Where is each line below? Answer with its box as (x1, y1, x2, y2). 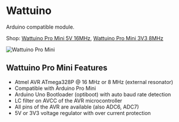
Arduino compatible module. (6, 23, 75, 30)
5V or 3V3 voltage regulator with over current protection (14, 109, 151, 116)
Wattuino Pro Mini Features (6, 63, 107, 73)
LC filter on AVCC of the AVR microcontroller (14, 97, 123, 104)
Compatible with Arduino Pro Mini (14, 85, 96, 92)
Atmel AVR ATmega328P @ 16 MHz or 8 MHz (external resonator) (14, 78, 174, 85)
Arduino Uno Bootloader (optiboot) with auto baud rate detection (14, 90, 171, 97)
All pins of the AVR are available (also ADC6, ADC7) (14, 103, 139, 110)
